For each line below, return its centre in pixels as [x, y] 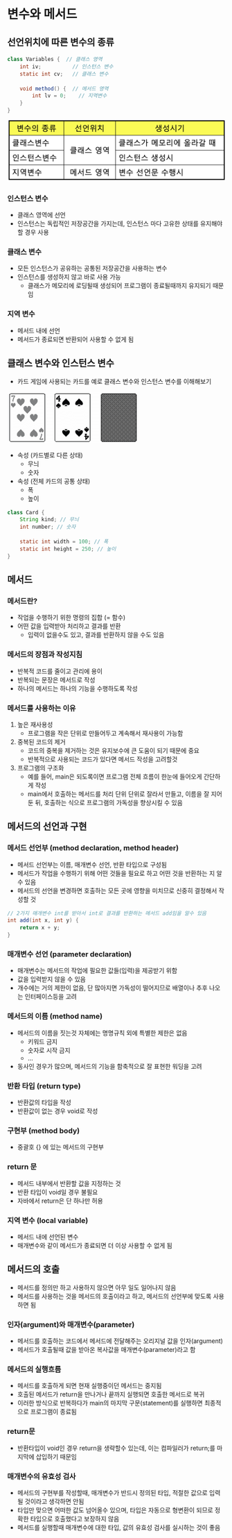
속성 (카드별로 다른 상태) [50, 455]
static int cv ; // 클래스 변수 [64, 74]
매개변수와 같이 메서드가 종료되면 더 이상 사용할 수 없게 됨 [95, 1245]
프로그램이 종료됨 [54, 1412]
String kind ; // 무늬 [50, 520]
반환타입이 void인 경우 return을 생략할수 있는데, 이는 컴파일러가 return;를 [116, 1448]
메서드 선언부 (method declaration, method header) [93, 848]
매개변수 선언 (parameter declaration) [70, 954]
